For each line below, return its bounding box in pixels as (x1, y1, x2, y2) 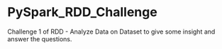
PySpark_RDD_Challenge (7, 4, 157, 20)
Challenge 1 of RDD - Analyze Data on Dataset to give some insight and (7, 27, 216, 36)
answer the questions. (7, 34, 72, 43)
